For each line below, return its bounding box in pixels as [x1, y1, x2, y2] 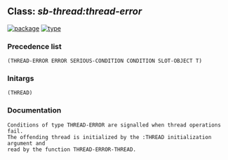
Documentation [7, 106, 62, 115]
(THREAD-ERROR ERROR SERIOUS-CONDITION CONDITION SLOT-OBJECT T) [7, 57, 202, 65]
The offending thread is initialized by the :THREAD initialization [7, 133, 212, 140]
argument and [7, 140, 46, 147]
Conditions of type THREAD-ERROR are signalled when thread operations [7, 122, 221, 129]
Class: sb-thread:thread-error [7, 6, 142, 17]
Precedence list [7, 41, 62, 51]
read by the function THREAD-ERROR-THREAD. [7, 146, 137, 153]
